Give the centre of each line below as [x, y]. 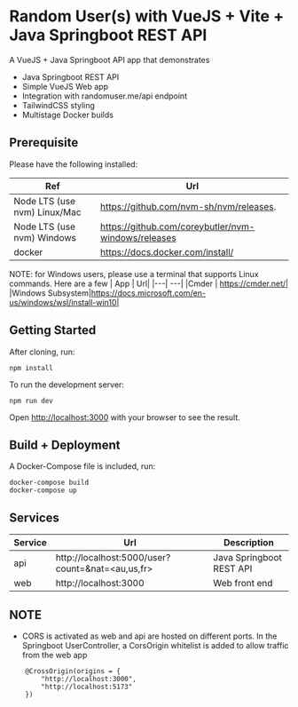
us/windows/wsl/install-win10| [64, 302]
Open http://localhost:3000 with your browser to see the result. [125, 417]
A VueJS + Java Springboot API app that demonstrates [110, 60]
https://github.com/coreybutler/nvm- [178, 226]
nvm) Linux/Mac [47, 212]
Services [35, 517]
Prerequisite [44, 143]
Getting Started [53, 330]
